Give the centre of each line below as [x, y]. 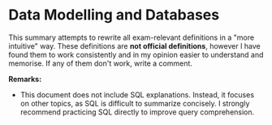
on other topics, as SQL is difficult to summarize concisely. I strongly [135, 103]
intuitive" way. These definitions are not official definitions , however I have [135, 45]
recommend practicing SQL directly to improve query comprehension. [137, 112]
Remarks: [25, 79]
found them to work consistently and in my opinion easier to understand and [136, 54]
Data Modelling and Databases [114, 15]
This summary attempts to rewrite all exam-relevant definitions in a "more [131, 37]
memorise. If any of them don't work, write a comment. [101, 63]
